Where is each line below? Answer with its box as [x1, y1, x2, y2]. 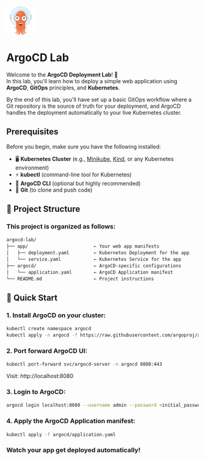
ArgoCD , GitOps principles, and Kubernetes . [6, 84, 120, 91]
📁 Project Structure [6, 204, 81, 214]
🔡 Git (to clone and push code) [15, 186, 93, 194]
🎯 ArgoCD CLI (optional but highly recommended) [15, 179, 141, 187]
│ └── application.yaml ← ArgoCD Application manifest [6, 269, 173, 275]
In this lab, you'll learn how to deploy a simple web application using [6, 77, 178, 85]
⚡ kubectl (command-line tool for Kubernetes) [15, 171, 132, 178]
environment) [15, 164, 49, 171]
